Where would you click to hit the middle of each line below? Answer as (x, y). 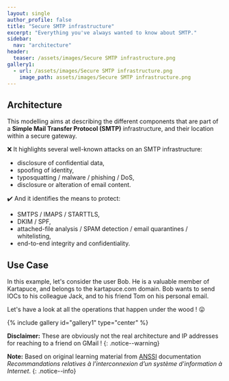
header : (18, 52)
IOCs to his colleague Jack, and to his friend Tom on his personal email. (108, 296)
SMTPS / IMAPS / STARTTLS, (58, 214)
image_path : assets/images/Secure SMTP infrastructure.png (105, 77)
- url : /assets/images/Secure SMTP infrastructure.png (93, 71)
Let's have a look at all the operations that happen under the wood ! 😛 (106, 309)
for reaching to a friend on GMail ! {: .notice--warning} (83, 343)
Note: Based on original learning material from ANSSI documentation (104, 356)
